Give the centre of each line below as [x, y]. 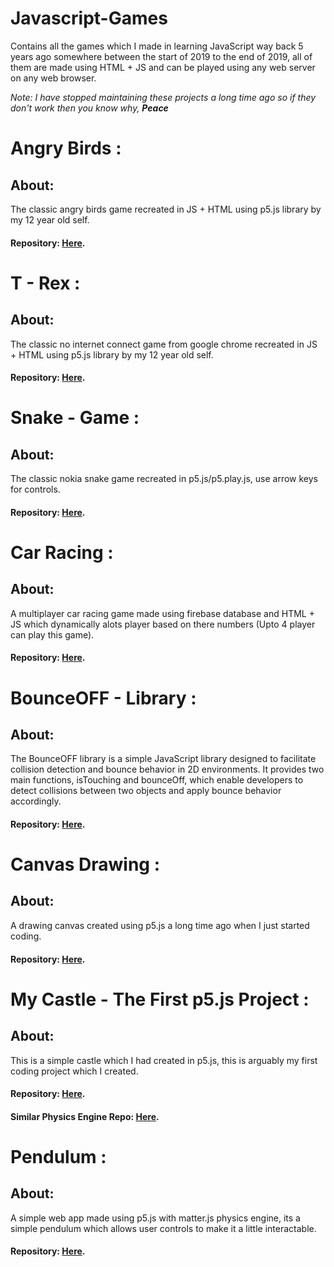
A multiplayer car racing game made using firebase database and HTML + [162, 613]
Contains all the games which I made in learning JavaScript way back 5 [157, 46]
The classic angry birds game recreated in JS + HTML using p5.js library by [166, 209]
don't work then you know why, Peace [89, 108]
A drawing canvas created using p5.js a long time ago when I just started [160, 925]
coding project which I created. [74, 1071]
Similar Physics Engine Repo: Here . [85, 1116]
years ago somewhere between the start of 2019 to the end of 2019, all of [161, 56]
